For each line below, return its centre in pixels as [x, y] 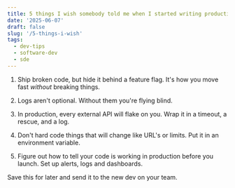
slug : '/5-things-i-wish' [45, 33]
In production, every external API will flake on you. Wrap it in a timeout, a [122, 114]
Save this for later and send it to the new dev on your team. [92, 177]
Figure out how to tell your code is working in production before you [115, 156]
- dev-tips [29, 46]
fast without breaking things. [58, 87]
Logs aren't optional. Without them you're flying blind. [95, 100]
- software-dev [36, 53]
